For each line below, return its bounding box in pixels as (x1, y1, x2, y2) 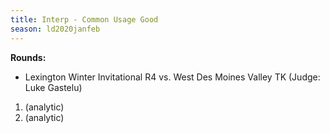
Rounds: (10, 51, 47, 63)
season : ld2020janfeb (10, 24, 101, 34)
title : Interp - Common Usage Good (10, 14, 159, 25)
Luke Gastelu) (24, 81, 83, 93)
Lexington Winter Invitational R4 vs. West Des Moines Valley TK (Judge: (24, 71, 321, 83)
